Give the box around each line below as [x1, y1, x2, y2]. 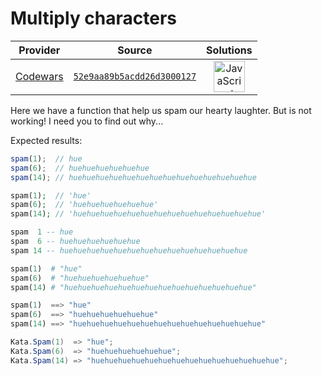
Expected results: [10, 134, 83, 146]
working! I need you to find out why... [10, 115, 164, 127]
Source [117, 43, 153, 57]
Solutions [206, 43, 253, 57]
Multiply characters [10, 7, 178, 30]
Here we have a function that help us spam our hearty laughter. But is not [10, 104, 312, 116]
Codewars [15, 69, 64, 83]
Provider [18, 43, 61, 57]
